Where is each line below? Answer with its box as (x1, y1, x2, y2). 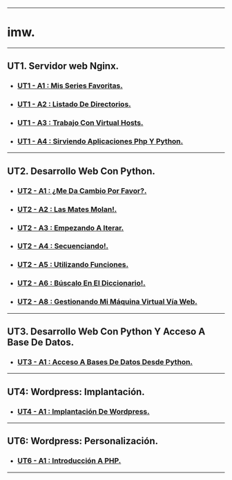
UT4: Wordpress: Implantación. (7, 386, 145, 397)
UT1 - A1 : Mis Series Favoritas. (17, 81, 123, 90)
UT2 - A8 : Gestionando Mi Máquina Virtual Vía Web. (17, 297, 198, 307)
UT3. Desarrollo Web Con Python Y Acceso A (7, 326, 206, 337)
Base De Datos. (7, 337, 75, 348)
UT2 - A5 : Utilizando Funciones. (17, 260, 129, 270)
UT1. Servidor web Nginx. (7, 60, 119, 72)
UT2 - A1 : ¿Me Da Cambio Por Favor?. (17, 186, 147, 195)
